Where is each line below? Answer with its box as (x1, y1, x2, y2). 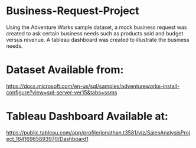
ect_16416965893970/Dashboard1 (6, 135, 89, 142)
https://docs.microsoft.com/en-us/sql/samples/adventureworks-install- (6, 83, 180, 90)
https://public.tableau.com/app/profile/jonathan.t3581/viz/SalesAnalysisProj (6, 129, 191, 136)
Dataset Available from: (6, 63, 124, 77)
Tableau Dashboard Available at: (6, 110, 168, 123)
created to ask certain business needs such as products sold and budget (6, 29, 184, 37)
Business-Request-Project (6, 4, 139, 18)
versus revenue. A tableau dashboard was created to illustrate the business (6, 36, 190, 43)
